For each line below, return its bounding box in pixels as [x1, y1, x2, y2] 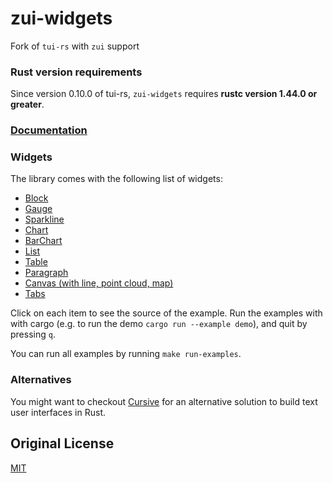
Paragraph [24, 267, 69, 279]
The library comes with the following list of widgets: [10, 173, 223, 185]
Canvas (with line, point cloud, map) [24, 277, 174, 289]
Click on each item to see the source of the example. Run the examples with [10, 307, 323, 319]
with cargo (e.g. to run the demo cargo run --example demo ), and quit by [10, 318, 308, 330]
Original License [10, 435, 115, 452]
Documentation [10, 123, 88, 137]
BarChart [24, 235, 63, 247]
